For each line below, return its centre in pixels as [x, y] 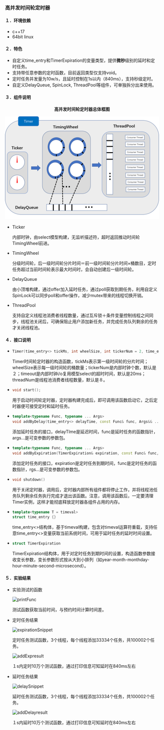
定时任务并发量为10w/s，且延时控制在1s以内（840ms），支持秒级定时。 [84, 79]
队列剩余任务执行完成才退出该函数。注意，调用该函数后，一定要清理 [85, 496]
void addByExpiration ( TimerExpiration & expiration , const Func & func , [85, 453]
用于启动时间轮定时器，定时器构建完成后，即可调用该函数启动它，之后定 [85, 400]
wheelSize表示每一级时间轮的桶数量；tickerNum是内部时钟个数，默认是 [84, 368]
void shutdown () [29, 480]
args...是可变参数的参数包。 [40, 437]
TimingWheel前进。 [32, 243]
